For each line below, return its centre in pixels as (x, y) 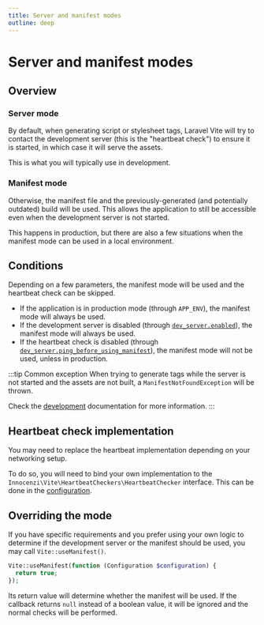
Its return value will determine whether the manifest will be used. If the (123, 595)
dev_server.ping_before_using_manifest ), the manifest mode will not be (136, 350)
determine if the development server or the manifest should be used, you (127, 543)
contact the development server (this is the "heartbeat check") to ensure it (129, 139)
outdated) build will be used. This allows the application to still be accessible (132, 209)
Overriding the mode (60, 516)
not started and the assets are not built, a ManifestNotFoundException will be (131, 382)
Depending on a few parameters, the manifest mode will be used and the (126, 284)
